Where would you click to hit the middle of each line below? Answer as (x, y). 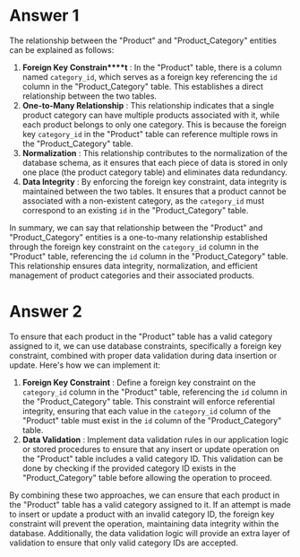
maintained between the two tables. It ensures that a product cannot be (154, 191)
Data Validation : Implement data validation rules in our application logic (155, 440)
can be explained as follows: (62, 49)
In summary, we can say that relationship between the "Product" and (136, 227)
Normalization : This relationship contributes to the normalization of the (155, 152)
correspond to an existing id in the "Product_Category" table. (135, 210)
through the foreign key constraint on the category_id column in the (134, 247)
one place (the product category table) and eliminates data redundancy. (155, 172)
